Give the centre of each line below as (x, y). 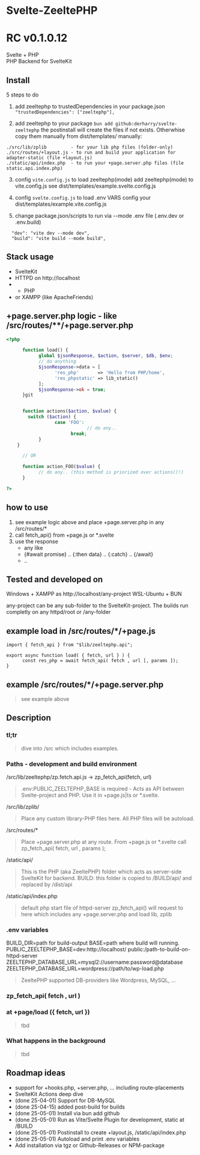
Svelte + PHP (23, 55)
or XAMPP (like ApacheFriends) (54, 297)
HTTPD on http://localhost (47, 277)
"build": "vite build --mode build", (59, 238)
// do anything (57, 362)
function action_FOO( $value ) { (61, 467)
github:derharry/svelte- (146, 124)
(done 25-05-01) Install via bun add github (67, 1113)
